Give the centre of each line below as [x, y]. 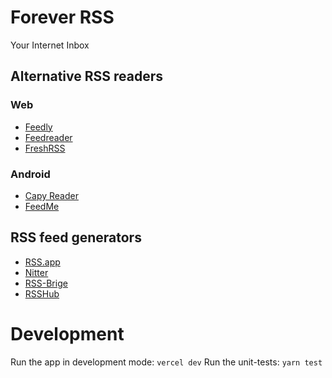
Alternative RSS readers [86, 76]
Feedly [38, 127]
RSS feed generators [76, 237]
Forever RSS [62, 17]
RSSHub [42, 293]
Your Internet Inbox [50, 45]
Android [30, 174]
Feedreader [48, 137]
